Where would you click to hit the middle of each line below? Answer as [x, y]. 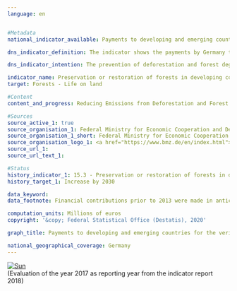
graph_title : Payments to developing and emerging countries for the [112, 233]
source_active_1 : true [41, 123]
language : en [26, 14]
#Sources [20, 116]
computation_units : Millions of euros [64, 214]
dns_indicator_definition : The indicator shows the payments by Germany [116, 52]
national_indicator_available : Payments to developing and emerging [110, 40]
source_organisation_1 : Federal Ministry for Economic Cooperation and [115, 129]
